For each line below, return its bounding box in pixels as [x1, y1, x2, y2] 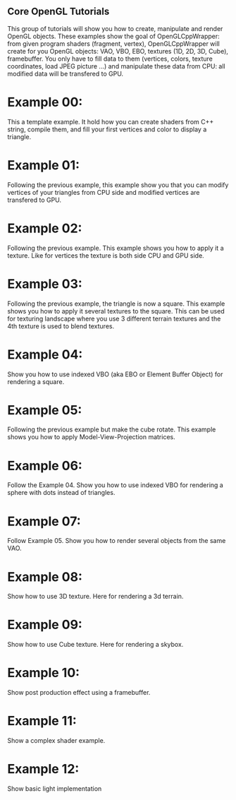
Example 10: [7, 665, 80, 681]
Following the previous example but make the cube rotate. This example [7, 425, 216, 434]
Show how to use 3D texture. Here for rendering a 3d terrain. [7, 592, 184, 601]
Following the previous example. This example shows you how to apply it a [7, 244, 224, 252]
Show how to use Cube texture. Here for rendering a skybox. [7, 640, 184, 649]
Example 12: [7, 761, 80, 777]
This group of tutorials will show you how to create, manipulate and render [7, 24, 223, 32]
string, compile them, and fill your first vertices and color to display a [7, 125, 207, 133]
